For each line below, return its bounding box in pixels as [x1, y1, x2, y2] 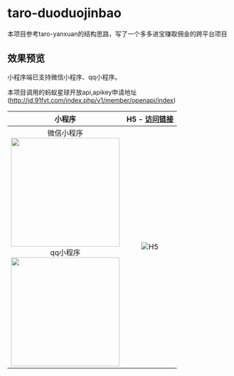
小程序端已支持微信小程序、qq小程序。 [7, 73, 122, 81]
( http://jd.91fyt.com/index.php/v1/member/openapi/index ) [7, 96, 176, 104]
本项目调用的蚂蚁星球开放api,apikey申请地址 [7, 88, 137, 96]
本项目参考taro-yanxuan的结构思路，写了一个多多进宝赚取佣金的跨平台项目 [7, 29, 228, 38]
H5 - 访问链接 [127, 114, 174, 124]
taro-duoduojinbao [7, 5, 122, 21]
